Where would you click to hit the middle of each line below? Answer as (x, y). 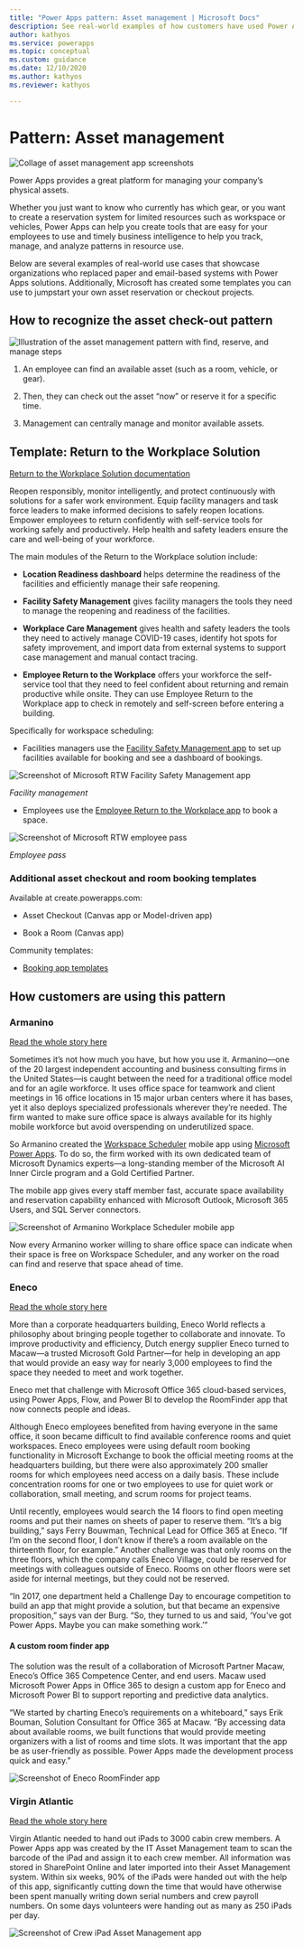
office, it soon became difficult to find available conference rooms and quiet (150, 1436)
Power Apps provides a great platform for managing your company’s (136, 180)
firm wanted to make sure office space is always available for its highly (141, 1117)
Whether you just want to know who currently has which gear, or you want (147, 207)
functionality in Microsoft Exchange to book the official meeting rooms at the (151, 1455)
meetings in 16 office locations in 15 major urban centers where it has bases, (151, 1098)
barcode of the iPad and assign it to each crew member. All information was (150, 1858)
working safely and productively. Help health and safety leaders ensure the (149, 530)
